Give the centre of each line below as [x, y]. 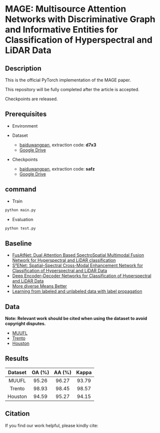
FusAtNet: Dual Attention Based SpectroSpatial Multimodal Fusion [78, 255]
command [21, 189]
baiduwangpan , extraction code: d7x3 [58, 145]
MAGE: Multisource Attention [66, 9]
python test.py [20, 228]
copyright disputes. [26, 323]
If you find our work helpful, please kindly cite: [52, 425]
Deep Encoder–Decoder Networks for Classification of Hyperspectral [82, 276]
